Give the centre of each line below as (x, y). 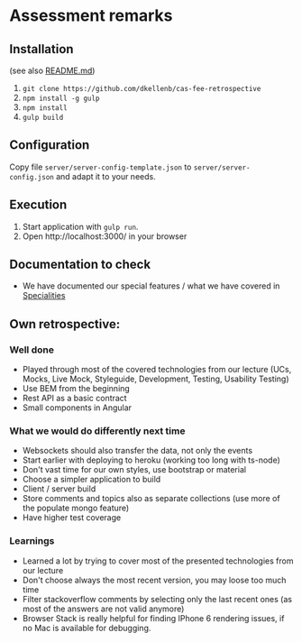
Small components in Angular (77, 408)
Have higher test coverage (72, 518)
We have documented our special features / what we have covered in (151, 286)
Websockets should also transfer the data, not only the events (137, 451)
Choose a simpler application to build (92, 480)
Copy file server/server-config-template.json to (101, 167)
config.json (32, 177)
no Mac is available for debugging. (87, 628)
